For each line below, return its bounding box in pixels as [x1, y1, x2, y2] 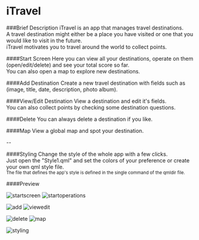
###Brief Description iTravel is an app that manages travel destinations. [6, 24, 184, 31]
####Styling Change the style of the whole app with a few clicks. [6, 150, 168, 158]
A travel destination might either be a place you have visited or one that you [6, 30, 194, 37]
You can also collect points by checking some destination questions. [6, 103, 176, 111]
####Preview [6, 180, 40, 187]
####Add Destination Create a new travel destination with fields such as [6, 79, 186, 87]
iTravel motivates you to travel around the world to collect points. [6, 43, 167, 51]
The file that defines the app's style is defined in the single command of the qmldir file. [6, 170, 185, 176]
